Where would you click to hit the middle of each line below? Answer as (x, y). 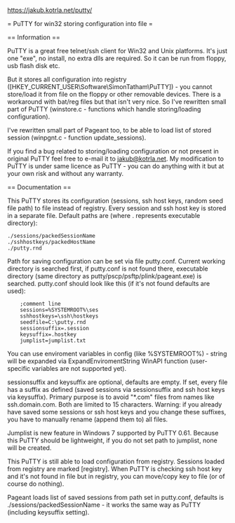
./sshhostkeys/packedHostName (52, 242)
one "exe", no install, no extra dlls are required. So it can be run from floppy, (117, 58)
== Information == (34, 37)
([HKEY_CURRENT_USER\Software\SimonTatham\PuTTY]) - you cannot (110, 87)
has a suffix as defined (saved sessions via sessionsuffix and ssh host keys (116, 389)
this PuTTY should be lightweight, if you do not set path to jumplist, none (112, 440)
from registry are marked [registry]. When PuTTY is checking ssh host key (115, 469)
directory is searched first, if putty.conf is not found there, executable (108, 269)
